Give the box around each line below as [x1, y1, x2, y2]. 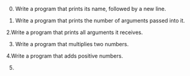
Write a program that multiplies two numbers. [15, 41, 129, 47]
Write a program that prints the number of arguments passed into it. [15, 17, 185, 24]
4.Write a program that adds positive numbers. [6, 52, 124, 60]
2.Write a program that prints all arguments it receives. [6, 29, 143, 36]
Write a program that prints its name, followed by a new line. [15, 5, 166, 12]
